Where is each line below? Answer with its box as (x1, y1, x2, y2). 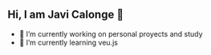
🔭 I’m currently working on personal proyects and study (18, 29, 203, 38)
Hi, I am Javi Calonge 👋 (7, 8, 124, 22)
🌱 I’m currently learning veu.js (18, 37, 118, 47)
